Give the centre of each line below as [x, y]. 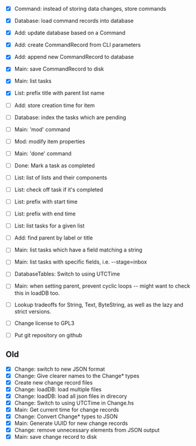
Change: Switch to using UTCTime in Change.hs [74, 403]
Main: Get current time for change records [67, 409]
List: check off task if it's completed [59, 190]
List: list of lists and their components [61, 178]
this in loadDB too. [37, 293]
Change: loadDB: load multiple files [58, 389]
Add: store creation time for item [54, 105]
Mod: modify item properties [50, 141]
